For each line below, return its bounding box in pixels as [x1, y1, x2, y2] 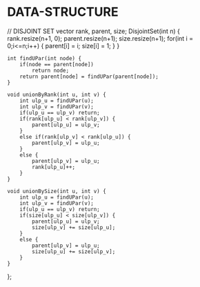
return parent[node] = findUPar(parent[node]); [19, 73, 159, 80]
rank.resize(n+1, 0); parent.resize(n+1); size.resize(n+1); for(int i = [7, 34, 194, 42]
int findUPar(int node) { [7, 55, 81, 62]
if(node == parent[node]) [19, 61, 94, 68]
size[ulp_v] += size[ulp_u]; [32, 224, 116, 231]
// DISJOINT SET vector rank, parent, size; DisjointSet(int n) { [7, 27, 181, 35]
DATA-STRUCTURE [7, 4, 119, 20]
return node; [32, 67, 70, 74]
